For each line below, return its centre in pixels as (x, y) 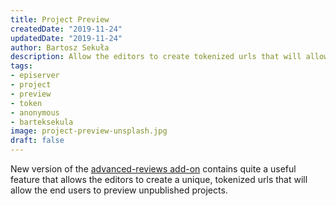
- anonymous (35, 112)
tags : (21, 66)
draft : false (37, 141)
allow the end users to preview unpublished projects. (119, 190)
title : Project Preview (60, 19)
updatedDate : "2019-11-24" (66, 38)
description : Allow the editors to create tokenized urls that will (156, 57)
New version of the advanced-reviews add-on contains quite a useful (153, 169)
